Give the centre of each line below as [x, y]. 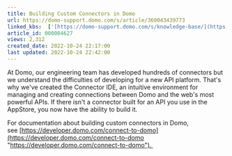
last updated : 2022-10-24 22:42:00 [59, 53]
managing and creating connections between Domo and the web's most [111, 94]
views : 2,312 [26, 40]
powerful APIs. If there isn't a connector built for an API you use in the [107, 102]
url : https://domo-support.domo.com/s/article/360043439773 [96, 20]
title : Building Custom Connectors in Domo [71, 14]
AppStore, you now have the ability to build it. [72, 109]
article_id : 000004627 [40, 33]
